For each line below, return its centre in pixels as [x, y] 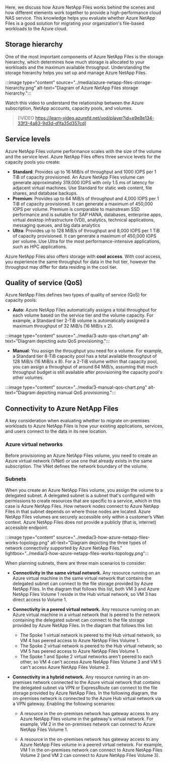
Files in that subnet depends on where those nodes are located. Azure [78, 511]
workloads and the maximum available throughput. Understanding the [77, 67]
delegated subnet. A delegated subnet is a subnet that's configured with [80, 495]
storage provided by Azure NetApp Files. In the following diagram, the [85, 693]
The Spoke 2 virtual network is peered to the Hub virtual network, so [91, 646]
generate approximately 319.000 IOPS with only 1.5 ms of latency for [83, 182]
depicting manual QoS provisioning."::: [76, 393]
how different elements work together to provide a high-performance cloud [83, 13]
